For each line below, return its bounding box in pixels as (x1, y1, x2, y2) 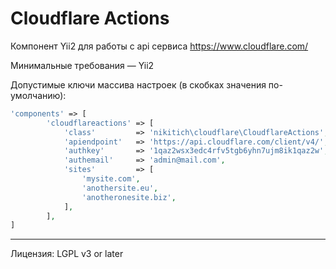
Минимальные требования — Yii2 (10, 59, 155, 71)
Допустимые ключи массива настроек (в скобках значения (10, 78, 267, 91)
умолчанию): (10, 89, 67, 101)
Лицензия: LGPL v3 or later (10, 248, 124, 260)
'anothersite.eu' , (81, 183, 159, 193)
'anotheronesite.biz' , (81, 192, 177, 202)
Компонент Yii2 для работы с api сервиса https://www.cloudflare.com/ (10, 40, 309, 52)
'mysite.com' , (81, 174, 141, 184)
